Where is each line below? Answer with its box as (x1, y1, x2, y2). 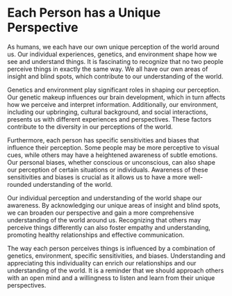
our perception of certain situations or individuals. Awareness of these (7, 165, 208, 174)
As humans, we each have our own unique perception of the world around (7, 42, 220, 51)
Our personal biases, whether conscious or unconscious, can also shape (7, 158, 215, 166)
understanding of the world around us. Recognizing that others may (7, 215, 201, 224)
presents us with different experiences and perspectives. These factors (7, 115, 212, 123)
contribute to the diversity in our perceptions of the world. (7, 122, 174, 131)
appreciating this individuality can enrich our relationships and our (7, 258, 197, 267)
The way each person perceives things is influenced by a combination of (7, 244, 215, 252)
